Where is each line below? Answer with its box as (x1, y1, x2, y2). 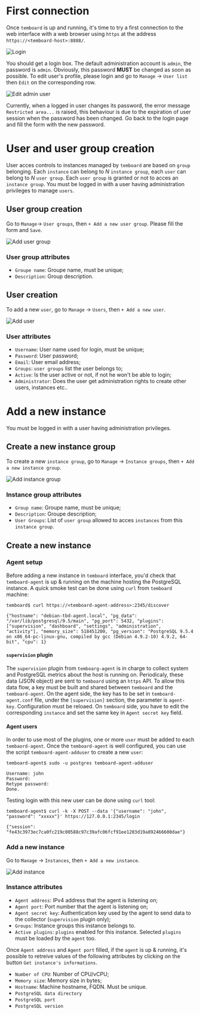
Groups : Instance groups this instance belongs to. (14, 922, 136, 929)
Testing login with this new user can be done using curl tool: (6, 797, 156, 804)
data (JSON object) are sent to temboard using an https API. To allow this (6, 677, 185, 684)
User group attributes (6, 252, 70, 261)
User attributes (6, 332, 51, 341)
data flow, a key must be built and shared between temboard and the (6, 684, 173, 691)
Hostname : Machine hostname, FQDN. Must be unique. (14, 983, 147, 990)
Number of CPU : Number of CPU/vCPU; (14, 970, 109, 977)
